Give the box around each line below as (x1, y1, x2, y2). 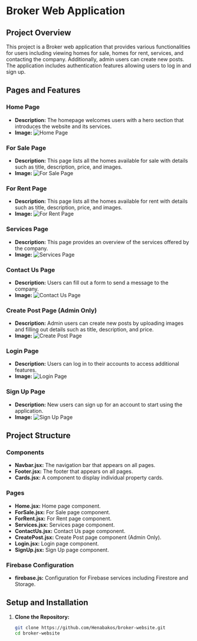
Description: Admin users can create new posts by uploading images (14, 320, 184, 327)
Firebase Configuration (6, 561, 74, 569)
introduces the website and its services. (14, 123, 112, 130)
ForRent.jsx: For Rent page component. (14, 515, 112, 522)
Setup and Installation (6, 597, 88, 608)
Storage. (14, 581, 36, 588)
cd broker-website (14, 630, 60, 636)
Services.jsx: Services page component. (14, 521, 115, 528)
